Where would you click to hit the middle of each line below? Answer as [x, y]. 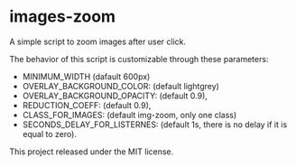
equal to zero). [49, 134]
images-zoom [62, 17]
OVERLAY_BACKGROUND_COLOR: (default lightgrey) [120, 86]
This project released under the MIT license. [92, 152]
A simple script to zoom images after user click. [98, 41]
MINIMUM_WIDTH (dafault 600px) [86, 76]
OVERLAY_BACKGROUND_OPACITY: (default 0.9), [115, 96]
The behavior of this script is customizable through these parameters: [139, 59]
